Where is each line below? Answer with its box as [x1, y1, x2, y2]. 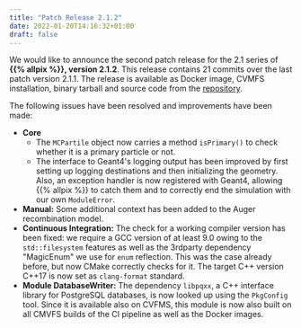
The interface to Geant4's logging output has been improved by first [35, 156, 289, 167]
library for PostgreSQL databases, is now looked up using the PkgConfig [22, 289, 288, 301]
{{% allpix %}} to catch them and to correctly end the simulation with [35, 185, 291, 196]
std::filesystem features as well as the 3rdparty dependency [22, 242, 252, 253]
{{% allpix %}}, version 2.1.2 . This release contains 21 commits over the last [9, 64, 293, 75]
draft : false [9, 30, 58, 39]
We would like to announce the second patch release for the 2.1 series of [9, 55, 279, 66]
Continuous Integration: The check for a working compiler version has [22, 223, 286, 234]
